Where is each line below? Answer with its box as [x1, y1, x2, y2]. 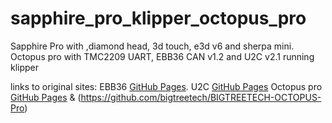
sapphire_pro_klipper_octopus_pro [10, 7, 307, 30]
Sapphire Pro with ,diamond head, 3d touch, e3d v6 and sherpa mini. [10, 40, 295, 52]
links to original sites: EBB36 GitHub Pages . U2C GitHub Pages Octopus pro [10, 80, 323, 92]
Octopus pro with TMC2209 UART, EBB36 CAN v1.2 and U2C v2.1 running [10, 50, 315, 62]
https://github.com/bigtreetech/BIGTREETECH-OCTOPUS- [80, 91, 322, 103]
